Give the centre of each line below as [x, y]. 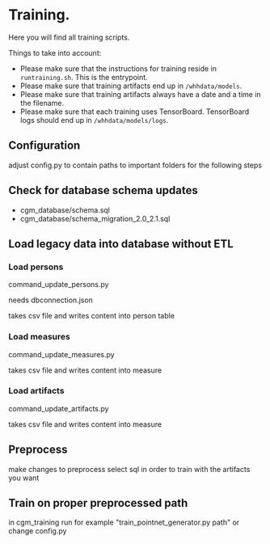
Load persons [36, 267]
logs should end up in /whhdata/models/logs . [94, 120]
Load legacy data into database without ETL [121, 244]
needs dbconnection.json [51, 300]
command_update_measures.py [61, 354]
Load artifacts [36, 391]
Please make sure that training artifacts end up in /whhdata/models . [131, 86]
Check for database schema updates [103, 190]
